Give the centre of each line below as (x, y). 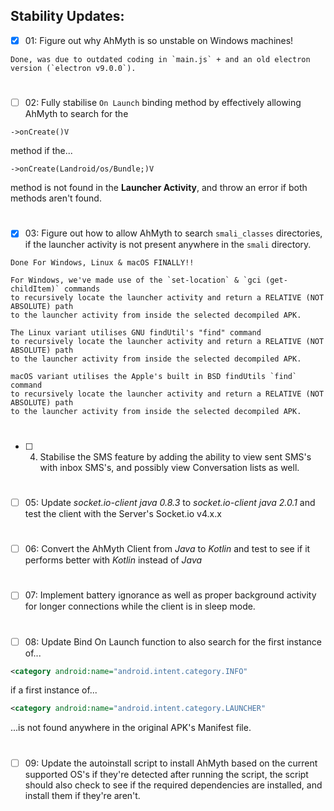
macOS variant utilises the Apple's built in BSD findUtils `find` (154, 377)
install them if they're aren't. (82, 795)
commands (82, 289)
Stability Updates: (67, 16)
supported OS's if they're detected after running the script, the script (166, 774)
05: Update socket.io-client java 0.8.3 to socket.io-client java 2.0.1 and (170, 502)
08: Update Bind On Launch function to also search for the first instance (173, 641)
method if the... (41, 151)
